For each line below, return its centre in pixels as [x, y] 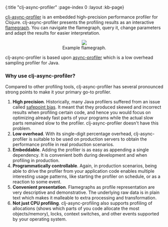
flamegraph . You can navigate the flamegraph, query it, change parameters [83, 28]
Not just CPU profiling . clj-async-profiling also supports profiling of [82, 203]
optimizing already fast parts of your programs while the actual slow [83, 118]
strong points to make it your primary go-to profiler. [58, 92]
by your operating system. [39, 219]
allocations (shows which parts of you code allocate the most [76, 208]
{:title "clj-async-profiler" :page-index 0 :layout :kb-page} [65, 7]
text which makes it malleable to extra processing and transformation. [85, 198]
